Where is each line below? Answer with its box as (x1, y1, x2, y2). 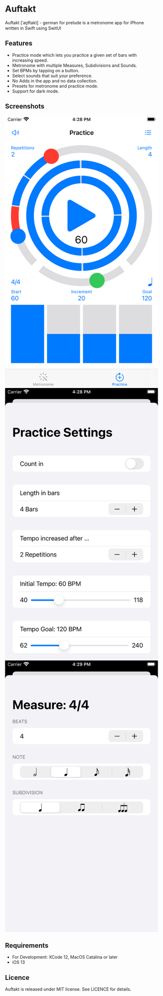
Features (5, 39, 33, 48)
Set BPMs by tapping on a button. (12, 67, 80, 73)
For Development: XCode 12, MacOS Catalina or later (12, 954, 118, 960)
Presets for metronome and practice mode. (12, 83, 98, 89)
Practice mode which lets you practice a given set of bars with (12, 52, 137, 58)
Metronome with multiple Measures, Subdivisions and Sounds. (12, 62, 137, 68)
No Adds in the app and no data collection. (12, 78, 98, 83)
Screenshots (5, 102, 45, 111)
